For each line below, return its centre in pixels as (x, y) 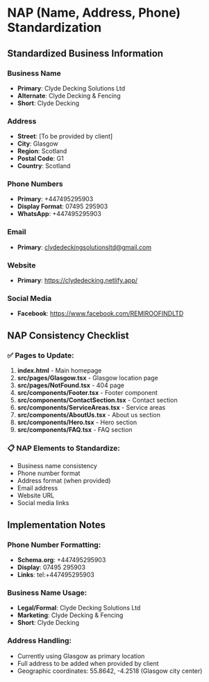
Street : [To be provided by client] (65, 137)
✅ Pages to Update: (41, 355)
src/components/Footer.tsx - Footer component (87, 393)
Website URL (36, 495)
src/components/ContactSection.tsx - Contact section (98, 400)
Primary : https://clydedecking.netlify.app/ (77, 281)
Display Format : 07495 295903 (62, 206)
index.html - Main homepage (59, 371)
